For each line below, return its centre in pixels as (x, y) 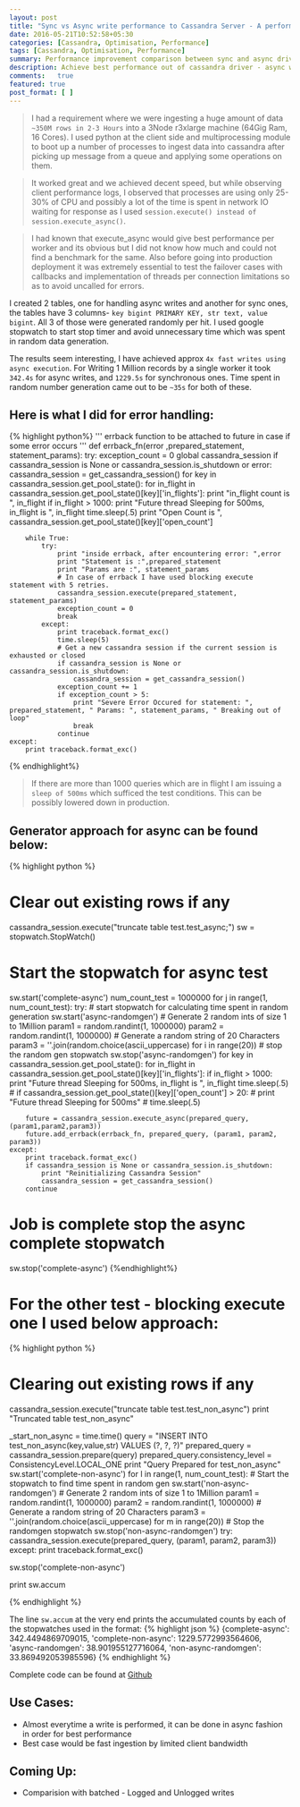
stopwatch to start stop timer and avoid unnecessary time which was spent (147, 331)
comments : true (42, 76)
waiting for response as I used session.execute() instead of (144, 211)
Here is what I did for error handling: (112, 415)
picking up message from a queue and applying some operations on (157, 156)
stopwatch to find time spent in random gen (90, 1483)
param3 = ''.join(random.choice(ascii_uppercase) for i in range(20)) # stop (146, 1045)
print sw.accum (37, 1584)
